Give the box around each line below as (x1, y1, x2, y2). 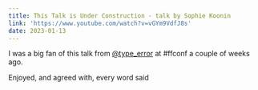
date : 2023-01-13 (8, 27, 67, 35)
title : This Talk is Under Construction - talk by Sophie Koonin (8, 11, 231, 20)
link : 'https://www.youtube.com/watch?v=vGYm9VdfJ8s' (8, 19, 192, 27)
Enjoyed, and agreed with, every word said (8, 73, 150, 83)
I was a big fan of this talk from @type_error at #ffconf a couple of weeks (8, 49, 250, 59)
